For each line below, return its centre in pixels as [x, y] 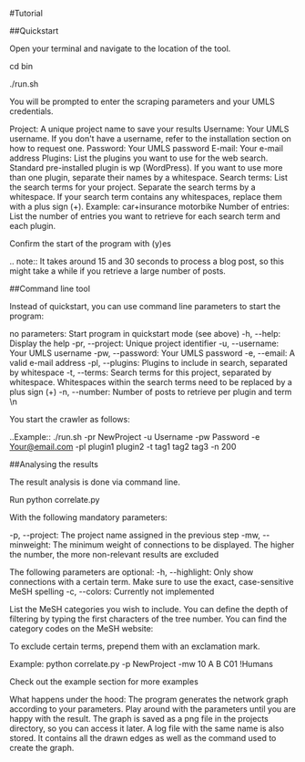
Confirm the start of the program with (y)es [90, 244]
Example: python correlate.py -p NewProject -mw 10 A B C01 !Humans [141, 664]
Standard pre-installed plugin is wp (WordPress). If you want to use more [146, 167]
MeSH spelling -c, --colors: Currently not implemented [112, 591]
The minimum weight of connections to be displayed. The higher [174, 545]
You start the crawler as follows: [70, 419]
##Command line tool [50, 288]
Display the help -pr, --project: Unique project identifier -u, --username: [144, 343]
